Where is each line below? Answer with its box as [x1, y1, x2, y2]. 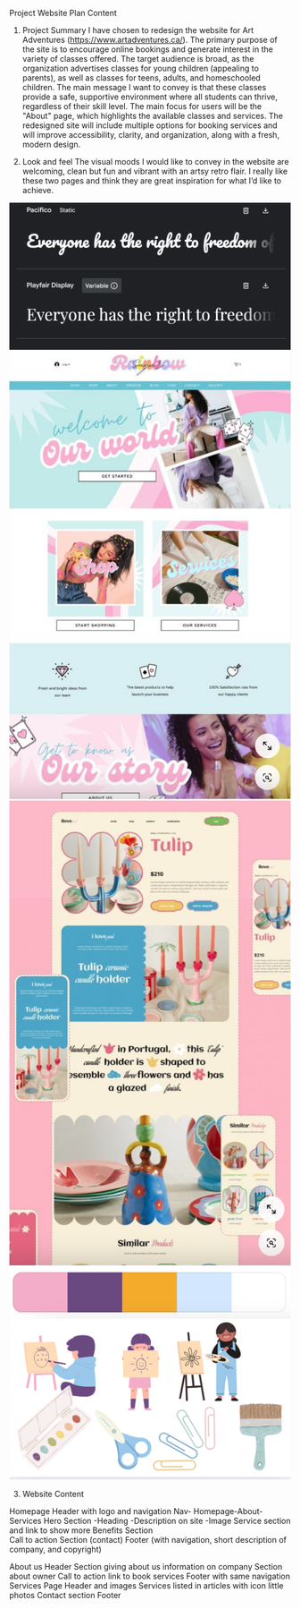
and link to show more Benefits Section [9, 1525, 154, 1536]
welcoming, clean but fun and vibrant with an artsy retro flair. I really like [21, 166, 288, 176]
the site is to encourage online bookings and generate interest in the [21, 44, 274, 55]
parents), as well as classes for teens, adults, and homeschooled [21, 72, 261, 83]
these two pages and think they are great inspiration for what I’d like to [21, 175, 282, 186]
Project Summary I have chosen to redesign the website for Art [21, 25, 254, 35]
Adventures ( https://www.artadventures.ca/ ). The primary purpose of [21, 35, 279, 45]
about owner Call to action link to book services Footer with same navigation [9, 1571, 290, 1581]
